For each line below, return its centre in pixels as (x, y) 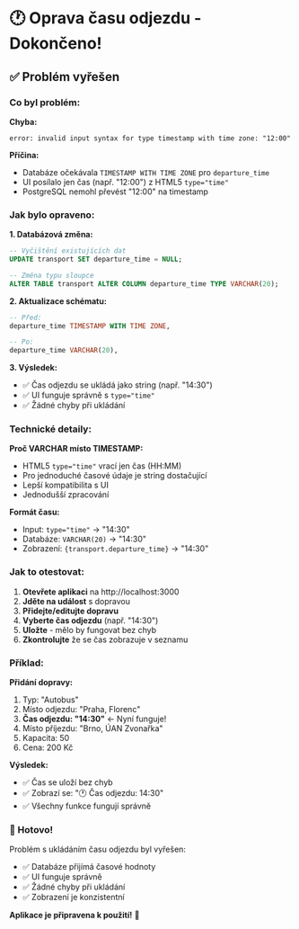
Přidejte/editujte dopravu (70, 611)
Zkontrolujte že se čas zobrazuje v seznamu (105, 639)
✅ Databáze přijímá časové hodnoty (89, 867)
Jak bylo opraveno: (52, 215)
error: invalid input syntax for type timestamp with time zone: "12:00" (150, 138)
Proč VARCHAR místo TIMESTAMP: (76, 449)
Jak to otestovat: (47, 572)
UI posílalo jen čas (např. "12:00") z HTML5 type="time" (125, 182)
